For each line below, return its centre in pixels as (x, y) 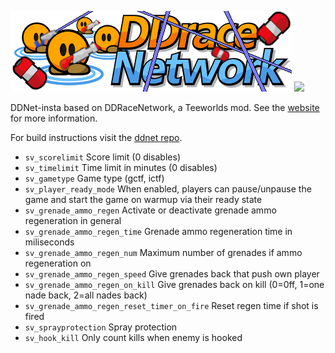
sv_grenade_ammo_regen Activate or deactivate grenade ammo (150, 210)
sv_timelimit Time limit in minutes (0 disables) (121, 167)
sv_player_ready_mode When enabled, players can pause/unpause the (168, 189)
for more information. (54, 118)
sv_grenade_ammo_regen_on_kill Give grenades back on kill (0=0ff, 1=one (174, 284)
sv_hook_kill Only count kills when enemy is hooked (133, 337)
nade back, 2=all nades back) (86, 295)
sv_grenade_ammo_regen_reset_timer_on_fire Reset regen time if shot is (171, 305)
